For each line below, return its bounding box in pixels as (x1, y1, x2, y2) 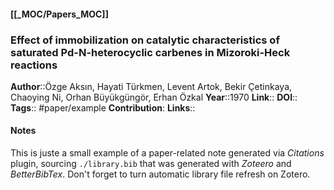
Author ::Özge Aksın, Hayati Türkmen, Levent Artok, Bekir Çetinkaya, (10, 80, 293, 92)
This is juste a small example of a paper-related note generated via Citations (10, 147, 325, 159)
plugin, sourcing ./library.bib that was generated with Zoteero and (10, 158, 292, 170)
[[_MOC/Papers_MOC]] (10, 8, 109, 20)
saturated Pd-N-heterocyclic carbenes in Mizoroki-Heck (10, 45, 291, 59)
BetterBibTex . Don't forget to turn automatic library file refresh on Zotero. (10, 168, 311, 180)
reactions (10, 58, 58, 72)
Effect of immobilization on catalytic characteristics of (10, 33, 280, 47)
